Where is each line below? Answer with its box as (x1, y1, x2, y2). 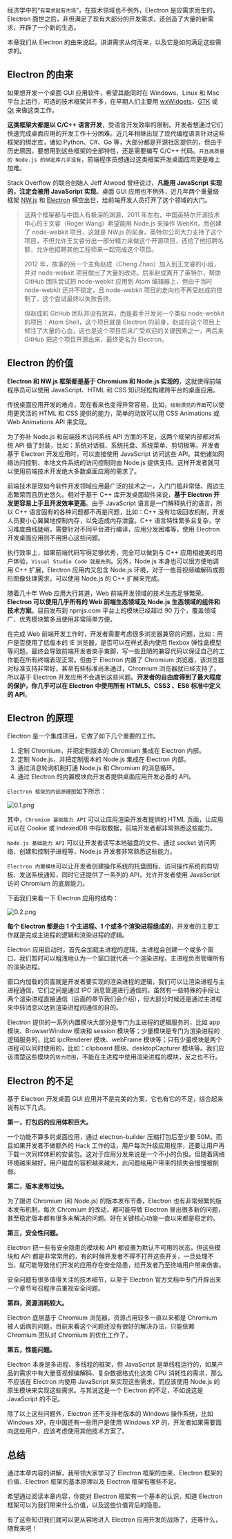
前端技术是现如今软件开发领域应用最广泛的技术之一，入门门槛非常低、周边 (7, 482, 219, 490)
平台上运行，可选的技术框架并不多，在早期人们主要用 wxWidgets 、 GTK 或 (7, 97, 218, 105)
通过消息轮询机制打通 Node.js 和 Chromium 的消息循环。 (17, 764, 179, 772)
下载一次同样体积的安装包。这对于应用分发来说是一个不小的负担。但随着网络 (7, 1150, 225, 1158)
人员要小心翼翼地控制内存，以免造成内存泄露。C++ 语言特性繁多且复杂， (7, 516, 215, 525)
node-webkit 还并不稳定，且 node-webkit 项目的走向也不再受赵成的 (23, 286, 217, 294)
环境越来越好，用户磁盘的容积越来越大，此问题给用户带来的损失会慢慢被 (7, 1158, 213, 1167)
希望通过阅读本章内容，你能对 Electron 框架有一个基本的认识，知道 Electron (7, 1492, 223, 1500)
